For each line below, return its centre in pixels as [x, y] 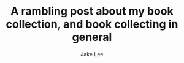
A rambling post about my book [92, 11]
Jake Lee [92, 54]
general [92, 37]
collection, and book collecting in [92, 24]
